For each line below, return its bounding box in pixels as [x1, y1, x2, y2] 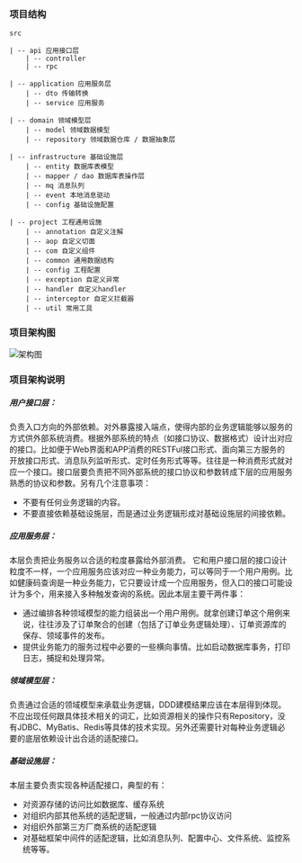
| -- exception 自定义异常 [25, 275, 120, 284]
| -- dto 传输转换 [25, 89, 89, 98]
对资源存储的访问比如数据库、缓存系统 [22, 799, 164, 810]
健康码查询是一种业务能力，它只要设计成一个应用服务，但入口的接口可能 [16, 578, 285, 589]
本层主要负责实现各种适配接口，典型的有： [9, 780, 167, 791]
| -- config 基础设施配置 [25, 201, 114, 210]
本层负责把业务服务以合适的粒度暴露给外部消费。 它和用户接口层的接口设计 [9, 555, 288, 566]
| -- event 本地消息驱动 [25, 191, 111, 200]
